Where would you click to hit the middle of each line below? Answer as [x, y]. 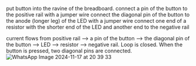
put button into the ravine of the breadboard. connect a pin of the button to [97, 8]
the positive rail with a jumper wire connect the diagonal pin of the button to [98, 15]
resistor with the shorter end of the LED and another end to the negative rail [98, 27]
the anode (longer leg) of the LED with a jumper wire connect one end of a [96, 21]
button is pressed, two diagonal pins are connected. [69, 51]
